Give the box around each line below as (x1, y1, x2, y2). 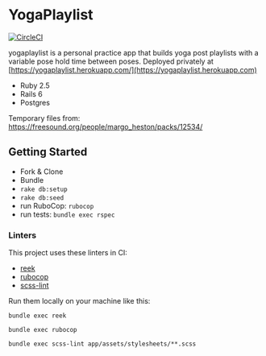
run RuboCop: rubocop (19, 201, 94, 210)
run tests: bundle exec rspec (19, 209, 115, 219)
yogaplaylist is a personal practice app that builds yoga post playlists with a (8, 48, 260, 57)
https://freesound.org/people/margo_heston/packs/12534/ (8, 122, 203, 131)
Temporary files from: (8, 113, 81, 122)
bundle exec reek (8, 312, 67, 320)
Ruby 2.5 (19, 81, 50, 90)
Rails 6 (19, 89, 43, 98)
